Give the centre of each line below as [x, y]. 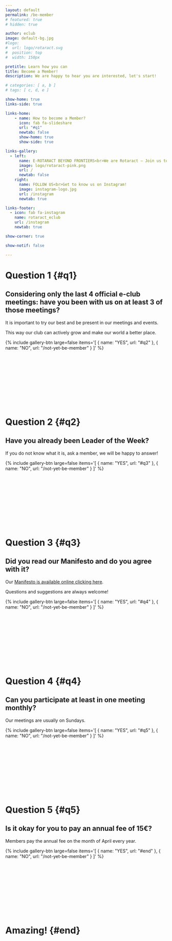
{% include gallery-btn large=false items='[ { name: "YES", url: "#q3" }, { [82, 463]
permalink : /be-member [29, 15]
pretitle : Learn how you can [36, 67]
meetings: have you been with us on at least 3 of [84, 302]
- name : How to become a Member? [50, 118]
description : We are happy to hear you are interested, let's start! [81, 76]
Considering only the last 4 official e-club [73, 294]
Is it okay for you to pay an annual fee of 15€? [79, 829]
